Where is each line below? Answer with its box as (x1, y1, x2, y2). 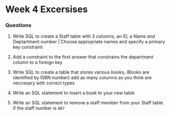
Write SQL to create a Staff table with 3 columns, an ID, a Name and (12, 33, 155, 39)
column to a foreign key (12, 60, 63, 66)
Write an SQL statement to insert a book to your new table (12, 90, 135, 96)
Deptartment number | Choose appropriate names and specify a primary (12, 39, 165, 45)
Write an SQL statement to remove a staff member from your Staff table (12, 100, 163, 106)
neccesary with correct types (12, 80, 75, 86)
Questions (5, 22, 32, 29)
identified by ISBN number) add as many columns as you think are (12, 75, 152, 81)
